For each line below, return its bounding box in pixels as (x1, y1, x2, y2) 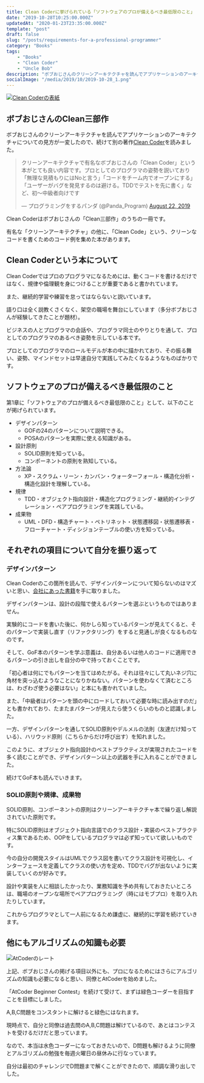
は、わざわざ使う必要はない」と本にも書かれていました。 (6, 685, 150, 692)
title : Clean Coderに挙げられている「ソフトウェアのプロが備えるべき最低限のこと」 (6, 9, 195, 15)
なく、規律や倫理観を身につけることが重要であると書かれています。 (11, 280, 182, 287)
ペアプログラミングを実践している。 (56, 502, 147, 510)
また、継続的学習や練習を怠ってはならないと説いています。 (6, 293, 155, 300)
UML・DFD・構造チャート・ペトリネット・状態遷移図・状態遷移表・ (24, 518, 196, 525)
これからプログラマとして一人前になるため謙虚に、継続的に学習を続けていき (6, 910, 198, 918)
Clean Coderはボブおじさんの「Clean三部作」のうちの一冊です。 (6, 215, 169, 222)
